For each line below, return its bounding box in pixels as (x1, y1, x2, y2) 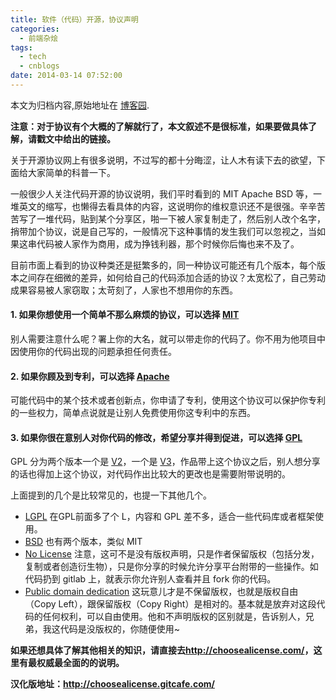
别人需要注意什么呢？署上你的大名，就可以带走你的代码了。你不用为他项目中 (10, 333, 326, 345)
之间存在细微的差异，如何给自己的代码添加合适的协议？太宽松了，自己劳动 (18, 271, 326, 283)
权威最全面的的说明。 (36, 657, 125, 669)
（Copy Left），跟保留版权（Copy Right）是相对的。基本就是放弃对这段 (24, 598, 317, 610)
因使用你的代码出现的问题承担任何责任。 (10, 346, 177, 358)
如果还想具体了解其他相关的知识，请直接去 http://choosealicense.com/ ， (10, 644, 314, 656)
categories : (10, 24, 60, 34)
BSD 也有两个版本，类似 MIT (24, 536, 143, 548)
